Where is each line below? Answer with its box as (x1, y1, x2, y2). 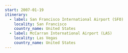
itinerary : (5, 12, 28, 17)
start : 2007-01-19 (5, 7, 44, 13)
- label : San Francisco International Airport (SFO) (9, 17, 124, 22)
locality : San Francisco (14, 21, 67, 27)
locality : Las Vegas (14, 36, 58, 41)
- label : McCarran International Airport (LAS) (9, 31, 113, 36)
